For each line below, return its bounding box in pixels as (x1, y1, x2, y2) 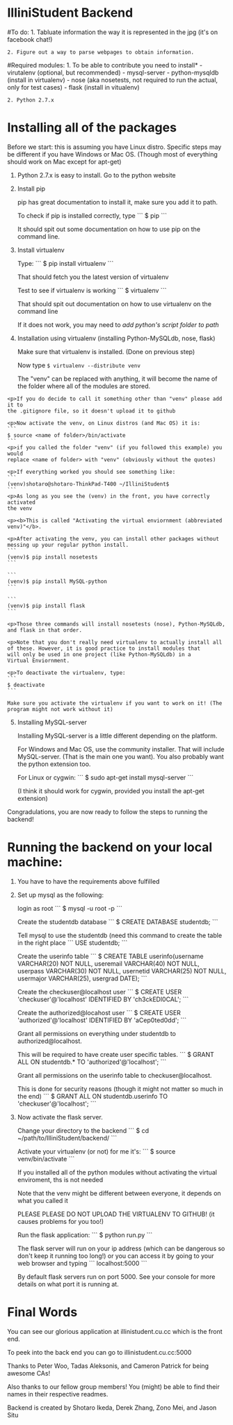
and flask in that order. (7, 626, 82, 634)
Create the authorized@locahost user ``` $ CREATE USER (17, 1008, 181, 1017)
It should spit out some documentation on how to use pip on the (17, 225, 200, 233)
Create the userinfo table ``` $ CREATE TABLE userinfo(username (17, 952, 204, 960)
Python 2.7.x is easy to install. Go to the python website (17, 170, 176, 179)
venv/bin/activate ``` (17, 1154, 75, 1163)
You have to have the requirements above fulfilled (17, 877, 160, 885)
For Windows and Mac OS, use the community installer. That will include (17, 745, 225, 753)
